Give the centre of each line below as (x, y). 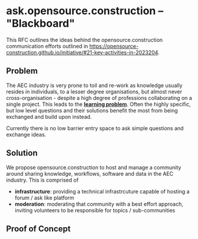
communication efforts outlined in (47, 46)
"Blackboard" (40, 23)
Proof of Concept (38, 229)
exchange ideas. (26, 134)
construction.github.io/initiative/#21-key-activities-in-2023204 (82, 52)
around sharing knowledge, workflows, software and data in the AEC (90, 173)
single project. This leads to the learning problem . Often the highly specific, (98, 104)
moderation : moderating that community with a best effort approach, (99, 204)
